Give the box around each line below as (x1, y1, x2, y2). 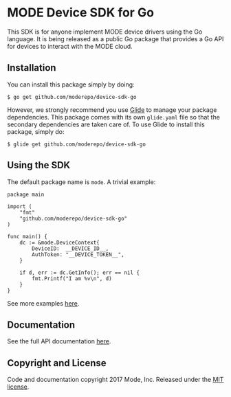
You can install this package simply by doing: (7, 80, 135, 89)
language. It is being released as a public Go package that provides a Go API (7, 34, 224, 43)
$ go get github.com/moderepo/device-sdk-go (7, 93, 137, 100)
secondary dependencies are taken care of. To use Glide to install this (7, 120, 205, 128)
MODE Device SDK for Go (7, 5, 155, 21)
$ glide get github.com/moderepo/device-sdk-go (7, 141, 146, 148)
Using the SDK (7, 159, 71, 171)
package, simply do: (7, 127, 65, 135)
